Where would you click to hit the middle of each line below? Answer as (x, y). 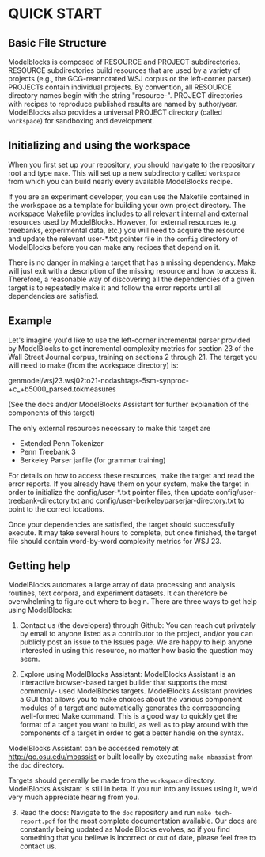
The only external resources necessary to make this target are (110, 428)
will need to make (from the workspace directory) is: (93, 365)
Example (30, 321)
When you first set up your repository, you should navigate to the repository (132, 164)
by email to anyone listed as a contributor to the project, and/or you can (136, 634)
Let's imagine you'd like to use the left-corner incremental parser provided (129, 340)
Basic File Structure (57, 43)
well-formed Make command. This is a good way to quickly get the (129, 716)
